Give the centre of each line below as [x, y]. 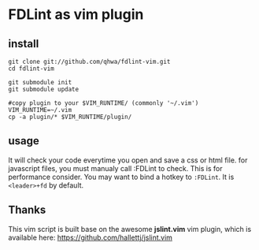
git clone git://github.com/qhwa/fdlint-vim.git [89, 62]
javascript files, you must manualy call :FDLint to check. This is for [115, 168]
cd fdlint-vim [31, 69]
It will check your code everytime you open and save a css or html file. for [128, 160]
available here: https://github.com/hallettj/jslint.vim [91, 237]
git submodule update [44, 89]
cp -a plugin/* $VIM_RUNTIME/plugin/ [70, 117]
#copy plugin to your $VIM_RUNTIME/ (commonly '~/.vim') [104, 103]
